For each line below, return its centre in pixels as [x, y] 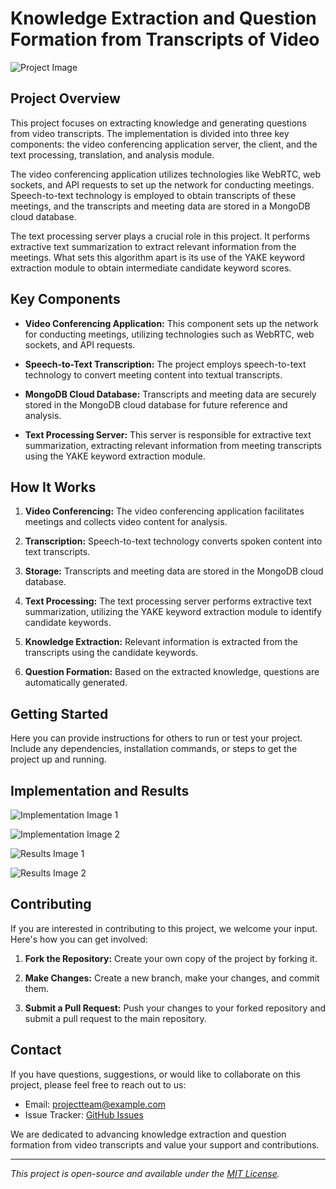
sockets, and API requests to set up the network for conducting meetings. [162, 184]
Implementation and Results [100, 790]
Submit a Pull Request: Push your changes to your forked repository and [175, 1008]
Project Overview [65, 98]
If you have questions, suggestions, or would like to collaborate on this [155, 1074]
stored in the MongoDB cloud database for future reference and [156, 404]
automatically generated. [76, 683]
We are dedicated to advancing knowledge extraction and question [148, 1134]
